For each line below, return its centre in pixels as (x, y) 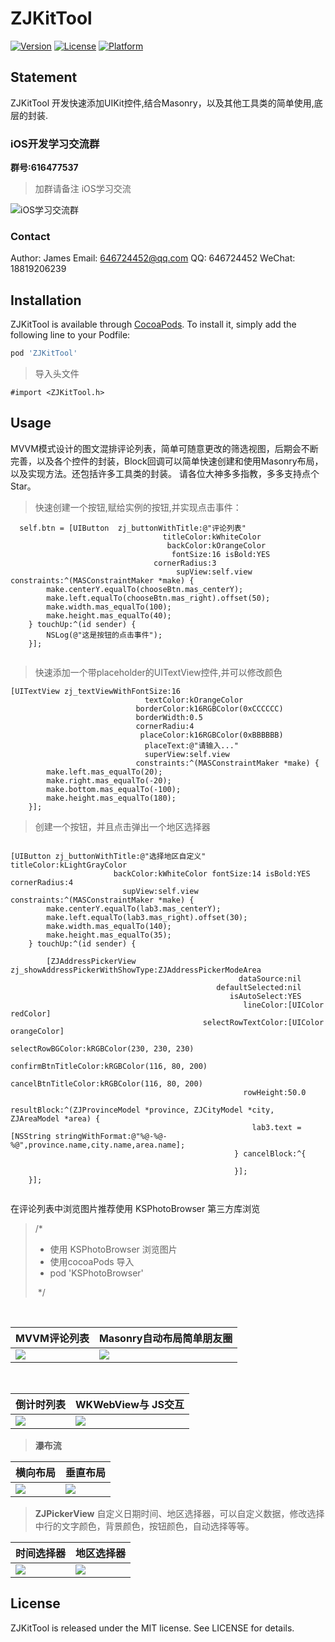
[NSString (31, 1136)
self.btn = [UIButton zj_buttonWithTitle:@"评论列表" (133, 528)
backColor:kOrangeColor (216, 545)
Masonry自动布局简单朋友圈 (165, 1338)
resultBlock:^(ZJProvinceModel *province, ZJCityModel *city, (142, 1110)
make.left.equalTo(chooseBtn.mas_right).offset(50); (158, 598)
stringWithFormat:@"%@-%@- (111, 1136)
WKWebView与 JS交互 (130, 1404)
